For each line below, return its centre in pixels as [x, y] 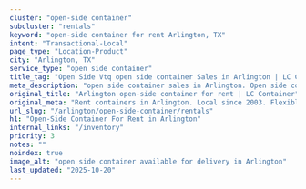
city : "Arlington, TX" [52, 60]
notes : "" [28, 144]
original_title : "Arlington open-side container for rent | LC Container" [154, 94]
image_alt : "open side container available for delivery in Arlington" [148, 161]
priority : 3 [32, 136]
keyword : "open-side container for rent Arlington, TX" [117, 35]
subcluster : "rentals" [52, 26]
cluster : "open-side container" [71, 18]
